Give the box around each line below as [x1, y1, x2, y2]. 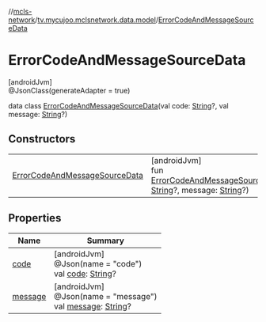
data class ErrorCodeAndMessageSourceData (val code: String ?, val [8, 100, 229, 110]
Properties [8, 211, 62, 225]
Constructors [8, 132, 76, 146]
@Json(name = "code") [54, 258, 142, 269]
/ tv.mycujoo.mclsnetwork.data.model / [35, 15, 159, 25]
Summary [86, 235, 125, 246]
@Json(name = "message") [54, 290, 158, 301]
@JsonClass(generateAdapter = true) [8, 85, 131, 95]
